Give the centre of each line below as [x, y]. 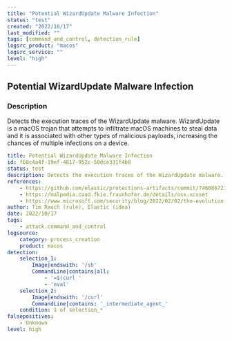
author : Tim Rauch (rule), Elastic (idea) [69, 207]
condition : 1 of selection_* [61, 310]
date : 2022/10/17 [32, 214]
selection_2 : [38, 291]
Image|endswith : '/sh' [65, 265]
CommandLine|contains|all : [71, 272]
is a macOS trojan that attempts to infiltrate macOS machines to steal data [112, 129]
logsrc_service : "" [35, 53]
